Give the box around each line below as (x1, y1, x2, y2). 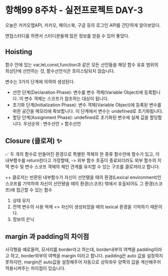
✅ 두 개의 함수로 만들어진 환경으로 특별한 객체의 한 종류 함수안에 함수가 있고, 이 (5, 151, 160, 157)
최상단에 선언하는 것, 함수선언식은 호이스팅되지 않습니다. (5, 68, 115, 74)
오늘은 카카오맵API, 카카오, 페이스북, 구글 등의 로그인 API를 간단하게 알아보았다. (5, 22, 161, 28)
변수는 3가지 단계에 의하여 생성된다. (5, 78, 75, 84)
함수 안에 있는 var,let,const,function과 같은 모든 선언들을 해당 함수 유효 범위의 (5, 61, 158, 68)
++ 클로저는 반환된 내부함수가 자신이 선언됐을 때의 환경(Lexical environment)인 (5, 174, 162, 180)
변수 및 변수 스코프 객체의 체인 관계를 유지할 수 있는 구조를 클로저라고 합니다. (10, 164, 160, 170)
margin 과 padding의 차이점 (5, 232, 89, 241)
